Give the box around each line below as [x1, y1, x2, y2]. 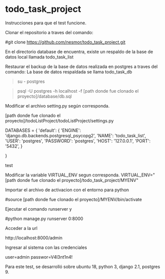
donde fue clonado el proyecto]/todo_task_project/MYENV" [17, 177, 139, 183]
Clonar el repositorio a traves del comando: [5, 29, 93, 35]
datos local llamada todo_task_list [5, 54, 74, 60]
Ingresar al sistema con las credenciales [5, 244, 87, 250]
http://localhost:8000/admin [5, 234, 63, 241]
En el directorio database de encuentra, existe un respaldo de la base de [5, 49, 154, 55]
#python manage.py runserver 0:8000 [5, 216, 83, 222]
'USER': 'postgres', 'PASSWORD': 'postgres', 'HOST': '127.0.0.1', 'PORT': [5, 138, 151, 144]
